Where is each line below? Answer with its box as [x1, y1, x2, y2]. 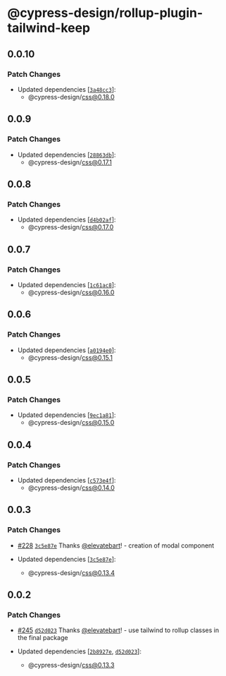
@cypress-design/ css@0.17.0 [27, 223, 114, 231]
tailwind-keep [7, 20, 91, 36]
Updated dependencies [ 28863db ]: [17, 150, 116, 159]
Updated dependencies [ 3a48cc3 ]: [17, 85, 116, 93]
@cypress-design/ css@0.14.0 [27, 483, 115, 492]
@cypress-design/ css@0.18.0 [27, 92, 115, 101]
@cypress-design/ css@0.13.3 [27, 661, 115, 670]
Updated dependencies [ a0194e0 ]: [17, 346, 116, 354]
